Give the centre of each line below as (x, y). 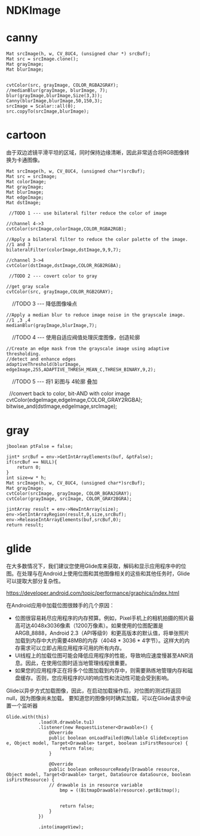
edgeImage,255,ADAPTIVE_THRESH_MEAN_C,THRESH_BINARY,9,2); (81, 370)
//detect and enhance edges (41, 359)
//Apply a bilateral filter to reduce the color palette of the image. (97, 240)
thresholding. (24, 354)
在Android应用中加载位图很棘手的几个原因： (60, 605)
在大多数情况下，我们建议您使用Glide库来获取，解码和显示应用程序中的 (93, 566)
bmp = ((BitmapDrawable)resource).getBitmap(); (120, 790)
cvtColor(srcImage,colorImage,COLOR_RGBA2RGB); (67, 229)
